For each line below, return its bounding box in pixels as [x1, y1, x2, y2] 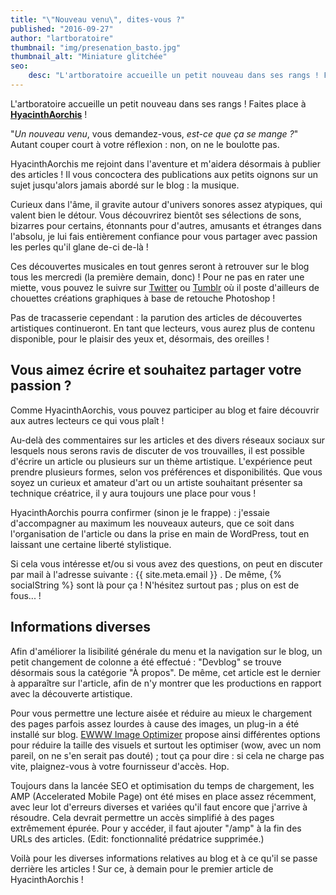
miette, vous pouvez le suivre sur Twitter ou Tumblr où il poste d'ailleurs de [10, 281, 320, 293]
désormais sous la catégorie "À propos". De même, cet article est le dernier [10, 666, 322, 678]
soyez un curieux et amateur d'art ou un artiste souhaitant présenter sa [10, 476, 303, 488]
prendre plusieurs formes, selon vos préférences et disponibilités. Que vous [10, 466, 323, 478]
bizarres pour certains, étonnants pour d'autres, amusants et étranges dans [10, 219, 322, 231]
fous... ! [10, 589, 42, 601]
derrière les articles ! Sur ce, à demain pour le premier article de [10, 862, 274, 875]
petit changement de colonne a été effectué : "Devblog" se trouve [10, 656, 282, 668]
